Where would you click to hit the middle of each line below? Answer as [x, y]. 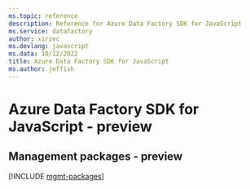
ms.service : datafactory [50, 31]
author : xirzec [34, 39]
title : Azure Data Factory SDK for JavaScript [89, 62]
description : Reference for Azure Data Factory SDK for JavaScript [125, 24]
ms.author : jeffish [42, 69]
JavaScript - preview [81, 126]
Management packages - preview [96, 157]
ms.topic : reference [44, 16]
